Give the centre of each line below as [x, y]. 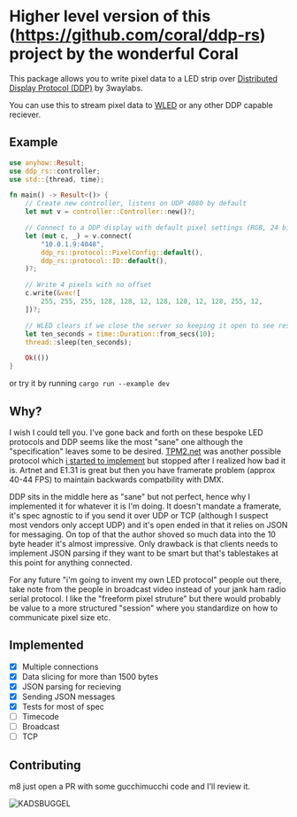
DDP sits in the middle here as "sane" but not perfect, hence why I [129, 496]
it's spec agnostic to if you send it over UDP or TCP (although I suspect [139, 515]
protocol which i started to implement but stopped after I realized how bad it [148, 460]
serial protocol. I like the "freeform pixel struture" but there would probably [145, 598]
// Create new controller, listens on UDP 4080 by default [136, 204]
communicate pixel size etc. [60, 617]
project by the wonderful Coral [124, 54]
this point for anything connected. [71, 562]
